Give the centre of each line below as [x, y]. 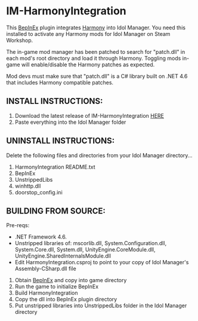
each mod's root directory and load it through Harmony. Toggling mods [94, 58]
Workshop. [20, 40]
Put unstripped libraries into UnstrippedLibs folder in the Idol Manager [101, 305]
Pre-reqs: [18, 225]
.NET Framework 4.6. [41, 237]
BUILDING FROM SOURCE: [56, 211]
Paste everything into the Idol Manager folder [70, 122]
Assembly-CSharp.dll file [45, 269]
